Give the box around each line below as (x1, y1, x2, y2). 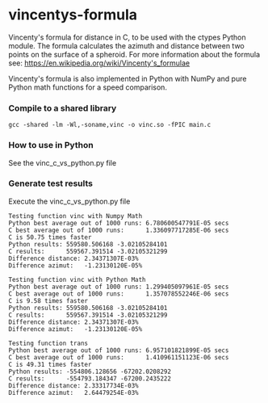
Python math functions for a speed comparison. (8, 82, 168, 92)
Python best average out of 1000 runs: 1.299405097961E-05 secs (8, 283, 229, 291)
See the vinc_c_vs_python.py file (8, 157, 117, 167)
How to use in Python (8, 140, 94, 151)
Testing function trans (8, 339, 89, 347)
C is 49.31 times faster (8, 360, 92, 368)
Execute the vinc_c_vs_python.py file (8, 196, 131, 206)
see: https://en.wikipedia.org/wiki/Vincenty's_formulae (8, 58, 191, 68)
